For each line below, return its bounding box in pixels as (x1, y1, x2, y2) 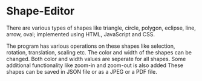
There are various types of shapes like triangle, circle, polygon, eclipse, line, (6, 24, 197, 31)
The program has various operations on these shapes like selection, (6, 42, 175, 50)
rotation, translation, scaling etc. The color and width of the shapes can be (6, 48, 192, 56)
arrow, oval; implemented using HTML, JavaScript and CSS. (6, 30, 155, 37)
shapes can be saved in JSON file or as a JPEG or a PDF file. (6, 68, 157, 75)
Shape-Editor (6, 4, 75, 18)
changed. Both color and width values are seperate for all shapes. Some (6, 55, 186, 62)
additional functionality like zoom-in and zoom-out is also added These (6, 62, 184, 69)
